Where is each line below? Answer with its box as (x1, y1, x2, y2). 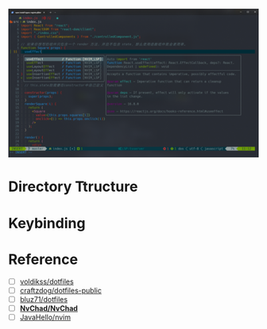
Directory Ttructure (8, 178, 138, 196)
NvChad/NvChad (19, 303, 78, 313)
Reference (8, 251, 78, 268)
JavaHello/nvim (19, 312, 72, 322)
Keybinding (8, 214, 86, 232)
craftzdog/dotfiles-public (19, 285, 102, 295)
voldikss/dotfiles (19, 277, 74, 286)
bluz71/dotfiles (19, 294, 68, 304)
